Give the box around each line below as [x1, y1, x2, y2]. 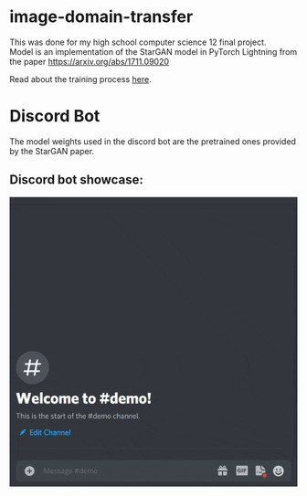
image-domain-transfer [9, 6, 194, 27]
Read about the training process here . [9, 73, 153, 84]
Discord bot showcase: [9, 172, 143, 188]
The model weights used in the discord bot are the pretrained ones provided [9, 135, 297, 147]
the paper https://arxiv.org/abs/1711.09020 [9, 56, 170, 67]
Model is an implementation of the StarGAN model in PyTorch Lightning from [9, 46, 298, 57]
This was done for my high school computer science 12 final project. [9, 37, 267, 47]
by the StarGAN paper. [9, 145, 94, 156]
